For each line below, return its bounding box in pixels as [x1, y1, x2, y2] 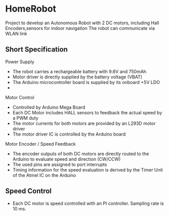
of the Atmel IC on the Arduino [12, 172, 76, 178]
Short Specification [5, 45, 68, 54]
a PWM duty [12, 115, 39, 121]
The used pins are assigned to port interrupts [12, 161, 107, 167]
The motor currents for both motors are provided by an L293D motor [12, 120, 156, 126]
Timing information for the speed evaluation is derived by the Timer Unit [12, 166, 163, 172]
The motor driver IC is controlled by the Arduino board [12, 131, 126, 137]
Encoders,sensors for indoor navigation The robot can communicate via [5, 25, 155, 31]
